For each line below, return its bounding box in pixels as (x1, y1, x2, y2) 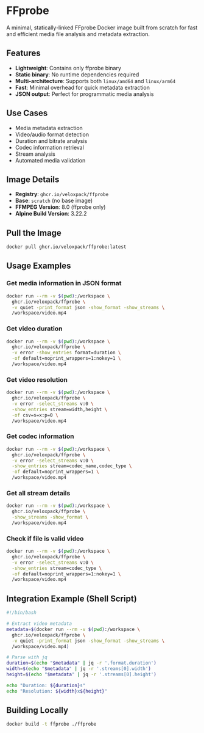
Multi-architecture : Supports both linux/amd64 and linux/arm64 (15, 77, 176, 84)
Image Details (6, 174, 60, 184)
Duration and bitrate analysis (15, 137, 88, 144)
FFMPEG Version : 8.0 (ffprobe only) (15, 203, 106, 211)
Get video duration (6, 324, 63, 333)
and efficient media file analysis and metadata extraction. (6, 30, 150, 37)
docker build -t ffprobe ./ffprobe (6, 721, 97, 728)
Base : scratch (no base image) (15, 197, 93, 205)
